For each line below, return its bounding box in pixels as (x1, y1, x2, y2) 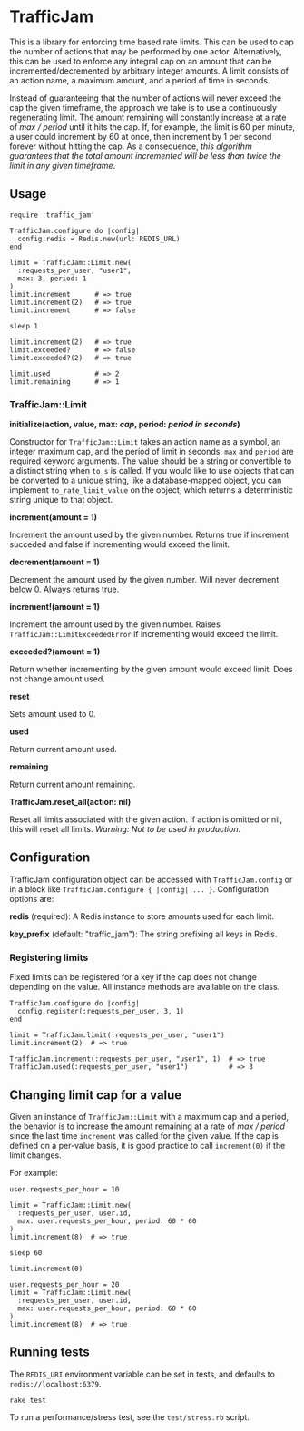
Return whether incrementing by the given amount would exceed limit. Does (9, 664, 293, 675)
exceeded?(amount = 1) (9, 646, 101, 657)
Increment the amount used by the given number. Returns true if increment (9, 529, 289, 541)
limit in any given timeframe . (9, 160, 116, 171)
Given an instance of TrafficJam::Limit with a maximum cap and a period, (9, 1111, 289, 1122)
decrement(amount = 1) (9, 556, 100, 568)
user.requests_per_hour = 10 (9, 1184, 120, 1194)
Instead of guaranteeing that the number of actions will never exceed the (9, 93, 282, 103)
